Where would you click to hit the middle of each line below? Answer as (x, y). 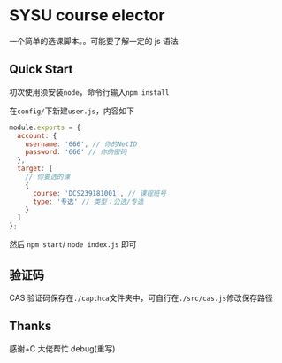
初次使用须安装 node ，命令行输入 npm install (89, 92)
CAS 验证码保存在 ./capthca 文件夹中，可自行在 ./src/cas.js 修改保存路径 (141, 297)
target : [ (35, 169)
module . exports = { (45, 127)
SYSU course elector (87, 15)
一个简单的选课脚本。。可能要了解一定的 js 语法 (94, 41)
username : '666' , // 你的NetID (81, 144)
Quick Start (41, 70)
